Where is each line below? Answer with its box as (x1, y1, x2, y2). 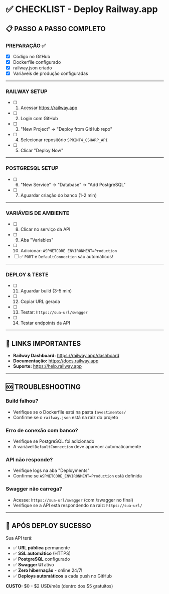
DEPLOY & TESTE (6, 271, 49, 278)
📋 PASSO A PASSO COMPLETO (6, 24, 106, 33)
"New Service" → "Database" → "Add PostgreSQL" (20, 181, 126, 187)
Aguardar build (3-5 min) (20, 288, 72, 294)
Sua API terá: (6, 535, 33, 541)
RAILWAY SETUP (6, 88, 48, 95)
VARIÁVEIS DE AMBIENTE (6, 210, 70, 217)
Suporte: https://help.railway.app (13, 363, 82, 369)
